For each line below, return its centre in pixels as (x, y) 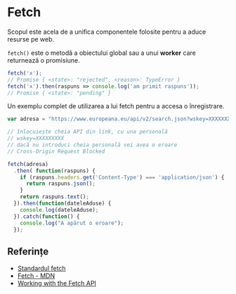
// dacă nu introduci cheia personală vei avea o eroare (92, 145)
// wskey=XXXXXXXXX (36, 139)
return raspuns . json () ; (61, 184)
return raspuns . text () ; (55, 197)
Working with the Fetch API (57, 283)
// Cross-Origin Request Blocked (56, 151)
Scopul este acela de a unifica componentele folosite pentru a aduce (107, 32)
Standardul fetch (41, 269)
